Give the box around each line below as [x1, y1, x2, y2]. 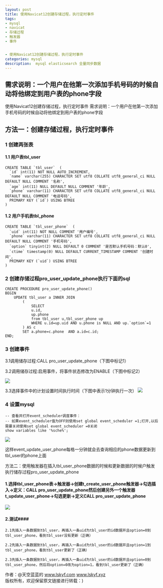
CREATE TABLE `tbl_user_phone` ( [5, 224, 75, 229]
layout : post [5, 7, 32, 12]
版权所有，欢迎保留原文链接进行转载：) [5, 578, 84, 584]
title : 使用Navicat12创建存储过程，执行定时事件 [5, 12, 94, 17]
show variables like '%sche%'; [5, 428, 69, 433]
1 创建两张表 [5, 141, 34, 148]
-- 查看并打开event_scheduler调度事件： [5, 413, 81, 418]
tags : [5, 16, 16, 21]
